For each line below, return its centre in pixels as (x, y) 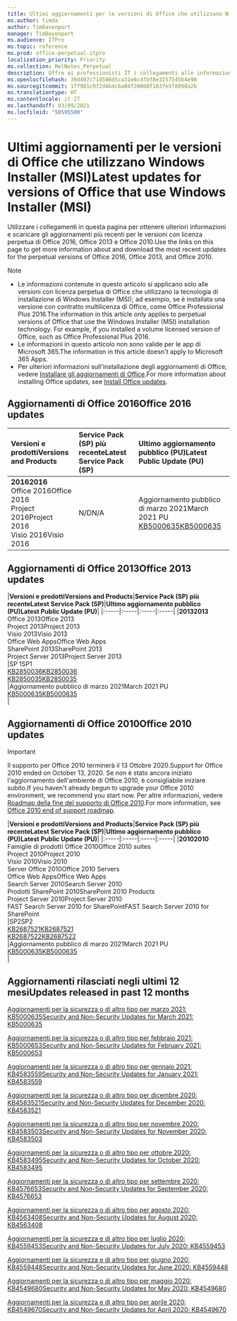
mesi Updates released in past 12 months (98, 992)
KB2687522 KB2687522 (42, 936)
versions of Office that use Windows (117, 192)
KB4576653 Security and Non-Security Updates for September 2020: (108, 1188)
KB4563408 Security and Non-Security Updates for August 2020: (103, 1217)
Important (22, 752)
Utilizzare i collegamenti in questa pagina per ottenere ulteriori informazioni (117, 227)
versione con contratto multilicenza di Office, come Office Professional (120, 306)
